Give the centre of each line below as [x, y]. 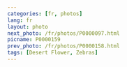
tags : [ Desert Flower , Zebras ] [53, 53]
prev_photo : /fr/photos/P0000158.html [63, 46]
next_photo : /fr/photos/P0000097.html [63, 33]
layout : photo [28, 27]
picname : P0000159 [34, 40]
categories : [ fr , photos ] [45, 14]
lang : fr [20, 20]
